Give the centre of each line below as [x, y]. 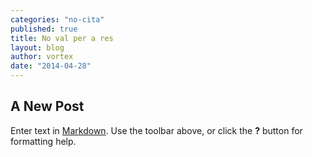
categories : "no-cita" [57, 19]
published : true [44, 29]
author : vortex [42, 57]
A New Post [47, 106]
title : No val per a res [62, 38]
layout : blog [37, 47]
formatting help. [43, 141]
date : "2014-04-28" [51, 66]
